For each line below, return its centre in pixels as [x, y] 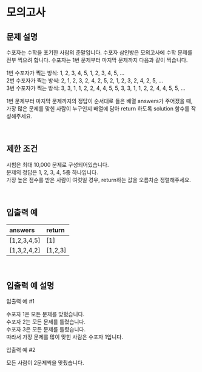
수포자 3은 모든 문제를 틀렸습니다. [46, 330]
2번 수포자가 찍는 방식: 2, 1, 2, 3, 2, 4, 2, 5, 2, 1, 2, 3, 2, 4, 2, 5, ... [85, 80]
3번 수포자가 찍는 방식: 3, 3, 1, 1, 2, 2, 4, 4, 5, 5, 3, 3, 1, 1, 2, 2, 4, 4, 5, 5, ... [96, 88]
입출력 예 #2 [21, 350]
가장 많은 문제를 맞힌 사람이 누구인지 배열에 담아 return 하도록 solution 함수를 [98, 109]
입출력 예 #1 [20, 302]
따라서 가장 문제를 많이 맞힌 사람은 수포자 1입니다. [65, 337]
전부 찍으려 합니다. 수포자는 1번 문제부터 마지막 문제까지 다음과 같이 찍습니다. [97, 60]
